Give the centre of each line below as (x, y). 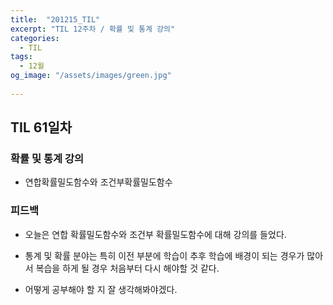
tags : (21, 57)
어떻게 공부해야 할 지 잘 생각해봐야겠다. (101, 289)
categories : (35, 38)
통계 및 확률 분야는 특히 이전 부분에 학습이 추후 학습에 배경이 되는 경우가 (164, 255)
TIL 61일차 (41, 127)
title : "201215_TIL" (55, 19)
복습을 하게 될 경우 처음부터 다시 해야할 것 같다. (127, 268)
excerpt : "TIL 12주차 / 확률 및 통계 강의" (93, 29)
